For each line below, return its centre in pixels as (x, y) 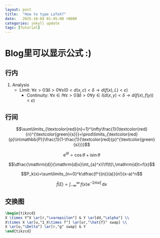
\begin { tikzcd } (20, 213)
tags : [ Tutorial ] (23, 28)
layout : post (18, 10)
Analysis (21, 85)
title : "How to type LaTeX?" (36, 14)
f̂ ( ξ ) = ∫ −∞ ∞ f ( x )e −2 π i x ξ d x (82, 184)
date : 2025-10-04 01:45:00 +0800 (41, 19)
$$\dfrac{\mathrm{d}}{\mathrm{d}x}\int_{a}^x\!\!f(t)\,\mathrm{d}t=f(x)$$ (82, 164)
